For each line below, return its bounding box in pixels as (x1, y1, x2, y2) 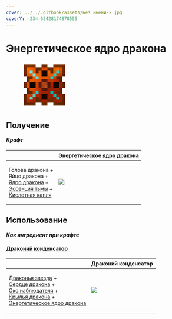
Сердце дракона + (8, 281, 55, 288)
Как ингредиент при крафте (6, 231, 80, 238)
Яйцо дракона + (8, 172, 49, 180)
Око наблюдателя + (8, 287, 58, 294)
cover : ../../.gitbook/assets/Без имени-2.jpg (6, 9, 123, 15)
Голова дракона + (8, 166, 54, 173)
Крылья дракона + (8, 293, 55, 300)
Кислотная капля (8, 191, 52, 198)
